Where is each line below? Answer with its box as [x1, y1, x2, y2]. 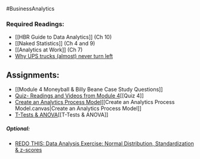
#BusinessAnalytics [6, 5, 55, 12]
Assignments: [6, 70, 60, 80]
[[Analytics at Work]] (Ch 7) [14, 46, 83, 53]
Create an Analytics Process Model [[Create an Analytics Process [14, 99, 175, 106]
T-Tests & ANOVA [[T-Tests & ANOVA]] [14, 111, 109, 118]
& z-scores [14, 146, 42, 154]
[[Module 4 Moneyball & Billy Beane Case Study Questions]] [14, 86, 163, 93]
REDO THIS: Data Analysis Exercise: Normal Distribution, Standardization [14, 140, 194, 147]
